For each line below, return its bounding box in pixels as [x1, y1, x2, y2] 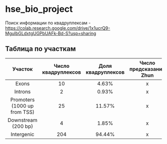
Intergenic [10, 131, 35, 138]
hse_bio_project [5, 3, 73, 15]
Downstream [7, 116, 38, 123]
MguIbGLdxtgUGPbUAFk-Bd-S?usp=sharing [5, 30, 96, 36]
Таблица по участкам [5, 45, 76, 53]
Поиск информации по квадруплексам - [5, 20, 91, 26]
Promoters [10, 96, 35, 103]
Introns [14, 88, 31, 95]
